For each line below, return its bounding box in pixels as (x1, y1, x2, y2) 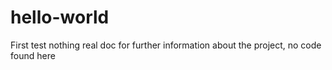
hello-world (10, 6, 110, 29)
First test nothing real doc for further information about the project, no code (10, 39, 322, 51)
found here (10, 49, 56, 61)
